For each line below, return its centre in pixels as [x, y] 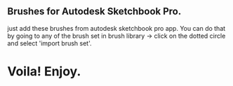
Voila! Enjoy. [44, 71]
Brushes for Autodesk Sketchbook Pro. [94, 12]
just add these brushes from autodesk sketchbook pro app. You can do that [116, 28]
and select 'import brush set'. [50, 43]
